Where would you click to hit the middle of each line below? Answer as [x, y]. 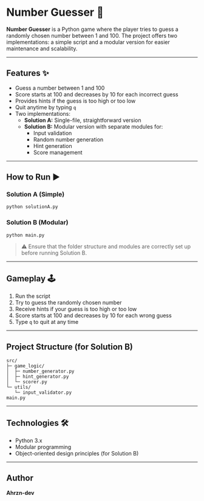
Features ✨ [28, 73]
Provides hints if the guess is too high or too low [75, 101]
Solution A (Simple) [36, 195]
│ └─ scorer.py [27, 382]
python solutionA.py [32, 207]
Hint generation [53, 146]
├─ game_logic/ [25, 366]
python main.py [25, 235]
